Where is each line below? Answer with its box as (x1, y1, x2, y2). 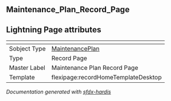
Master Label (9, 64, 45, 72)
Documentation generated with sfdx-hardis (6, 88, 111, 96)
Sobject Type (9, 45, 46, 53)
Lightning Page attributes (6, 25, 101, 35)
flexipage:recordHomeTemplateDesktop (51, 73, 162, 82)
